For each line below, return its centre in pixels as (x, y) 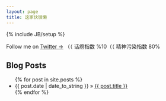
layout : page (22, 12)
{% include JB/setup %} (36, 34)
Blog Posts (26, 65)
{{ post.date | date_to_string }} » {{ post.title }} (71, 86)
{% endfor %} (32, 92)
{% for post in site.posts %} (49, 80)
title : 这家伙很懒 (27, 17)
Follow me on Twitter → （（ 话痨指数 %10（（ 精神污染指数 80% (83, 46)
